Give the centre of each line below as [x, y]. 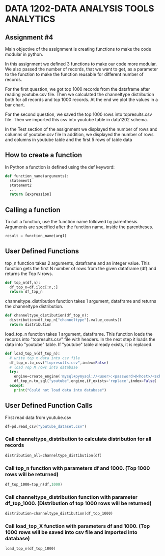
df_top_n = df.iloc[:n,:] [34, 287]
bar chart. [15, 105]
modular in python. [24, 54]
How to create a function [44, 155]
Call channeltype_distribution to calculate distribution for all [78, 439]
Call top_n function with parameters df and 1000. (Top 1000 [78, 468]
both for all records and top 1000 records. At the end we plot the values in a [82, 100]
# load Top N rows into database [44, 367]
